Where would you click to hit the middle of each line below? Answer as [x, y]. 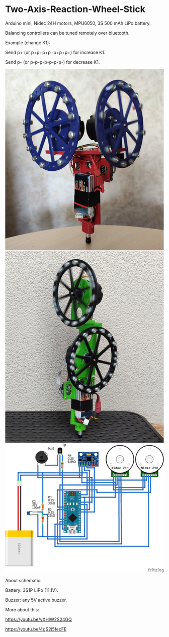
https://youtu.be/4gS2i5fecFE [36, 629]
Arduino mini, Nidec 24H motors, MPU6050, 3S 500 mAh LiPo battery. [78, 23]
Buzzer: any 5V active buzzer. [36, 600]
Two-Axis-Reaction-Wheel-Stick [75, 9]
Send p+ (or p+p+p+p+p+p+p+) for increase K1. [55, 52]
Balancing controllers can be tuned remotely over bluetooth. [67, 33]
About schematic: [23, 581]
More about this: [22, 610]
